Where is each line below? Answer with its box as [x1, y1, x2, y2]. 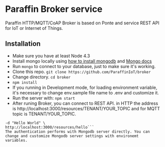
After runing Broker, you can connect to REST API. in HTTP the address [12, 100, 158, 106]
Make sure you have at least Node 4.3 [12, 53, 90, 59]
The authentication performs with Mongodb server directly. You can [5, 129, 150, 134]
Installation [5, 40, 41, 48]
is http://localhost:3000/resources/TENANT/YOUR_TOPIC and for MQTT [12, 105, 161, 111]
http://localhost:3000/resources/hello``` [5, 125, 94, 130]
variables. [5, 138, 28, 143]
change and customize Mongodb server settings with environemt [5, 133, 139, 139]
